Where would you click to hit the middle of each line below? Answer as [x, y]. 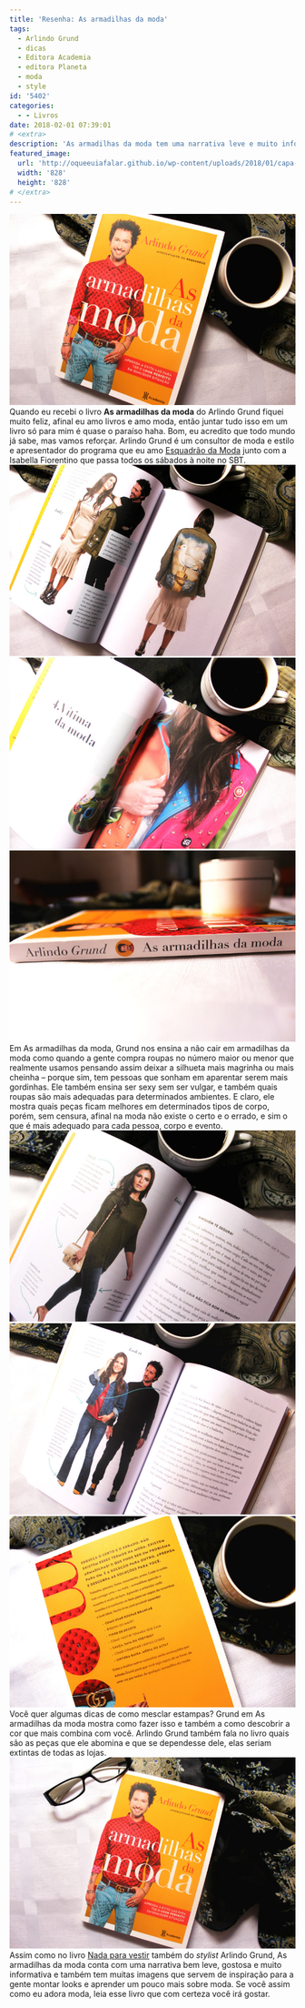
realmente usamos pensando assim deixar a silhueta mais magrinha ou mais [152, 1068]
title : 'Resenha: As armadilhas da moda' [89, 19]
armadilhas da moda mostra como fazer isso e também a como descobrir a [150, 1724]
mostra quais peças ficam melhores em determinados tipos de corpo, [140, 1107]
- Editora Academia [54, 58]
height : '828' [44, 182]
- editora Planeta [53, 67]
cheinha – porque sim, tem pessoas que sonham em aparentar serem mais [149, 1078]
